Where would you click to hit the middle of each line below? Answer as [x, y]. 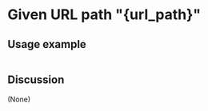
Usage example [47, 44]
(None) [19, 99]
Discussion [36, 80]
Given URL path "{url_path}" [104, 15]
